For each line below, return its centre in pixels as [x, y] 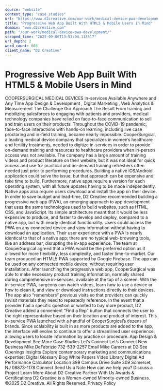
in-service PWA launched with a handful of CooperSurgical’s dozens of [76, 321]
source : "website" [24, 10]
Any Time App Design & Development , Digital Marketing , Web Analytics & [80, 103]
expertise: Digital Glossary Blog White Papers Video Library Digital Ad [75, 357]
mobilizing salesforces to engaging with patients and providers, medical [77, 114]
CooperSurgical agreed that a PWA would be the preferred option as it [75, 249]
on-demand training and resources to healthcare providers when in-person [80, 150]
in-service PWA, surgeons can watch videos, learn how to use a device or [79, 285]
